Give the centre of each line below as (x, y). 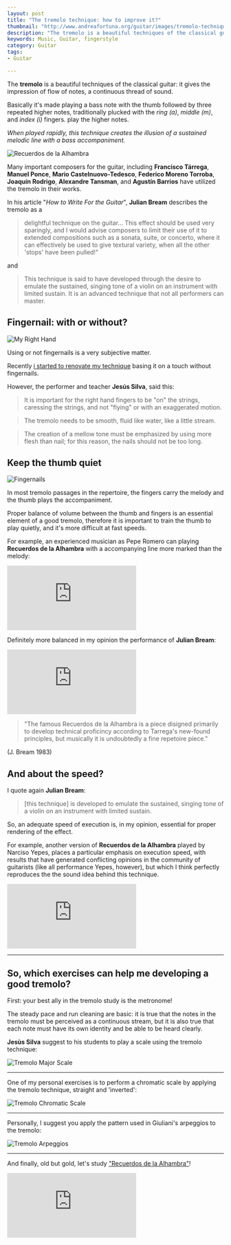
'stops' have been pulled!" (61, 252)
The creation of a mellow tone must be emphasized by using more (118, 434)
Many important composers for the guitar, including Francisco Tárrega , (108, 167)
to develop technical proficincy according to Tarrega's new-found (117, 731)
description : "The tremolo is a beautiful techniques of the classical (112, 33)
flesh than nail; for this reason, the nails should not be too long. (113, 441)
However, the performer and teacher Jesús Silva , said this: (91, 386)
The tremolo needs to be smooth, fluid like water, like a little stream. (120, 421)
